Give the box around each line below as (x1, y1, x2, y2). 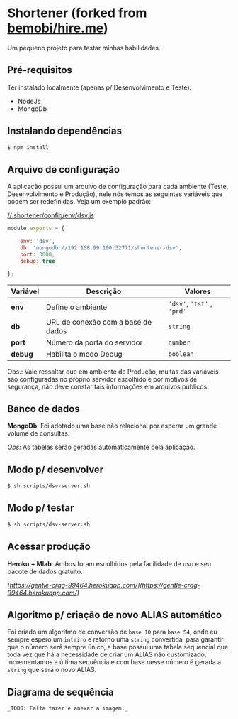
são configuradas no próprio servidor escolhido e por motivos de (7, 374, 198, 383)
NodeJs (17, 97, 41, 105)
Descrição (86, 286, 122, 296)
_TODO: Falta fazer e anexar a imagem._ (7, 705, 129, 712)
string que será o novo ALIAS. (7, 666, 97, 674)
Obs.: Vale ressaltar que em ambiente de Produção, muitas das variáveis (7, 367, 219, 376)
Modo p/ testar (7, 502, 74, 514)
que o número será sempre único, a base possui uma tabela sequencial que (7, 643, 229, 652)
